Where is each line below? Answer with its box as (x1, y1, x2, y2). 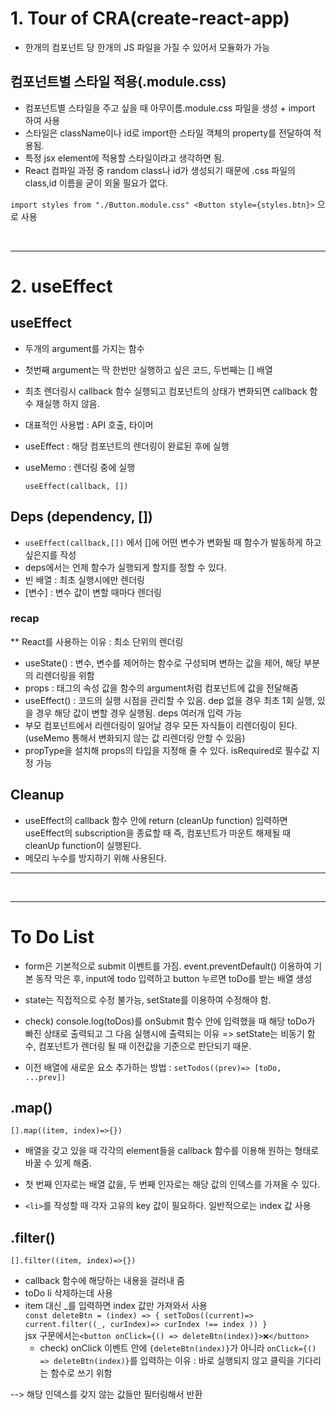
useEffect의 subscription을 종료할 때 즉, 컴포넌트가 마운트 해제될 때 (24, 827, 292, 839)
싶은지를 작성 (24, 548, 77, 561)
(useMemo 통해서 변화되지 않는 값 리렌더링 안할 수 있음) (24, 732, 246, 744)
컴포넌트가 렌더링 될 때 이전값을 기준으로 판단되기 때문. (38, 1040, 252, 1052)
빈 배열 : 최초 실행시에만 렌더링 (24, 573, 145, 586)
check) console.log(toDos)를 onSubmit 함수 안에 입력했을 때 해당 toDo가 (24, 1015, 316, 1027)
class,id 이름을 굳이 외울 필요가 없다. (24, 177, 169, 189)
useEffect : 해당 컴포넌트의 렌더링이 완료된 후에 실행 (24, 440, 230, 452)
